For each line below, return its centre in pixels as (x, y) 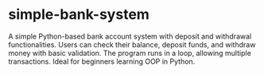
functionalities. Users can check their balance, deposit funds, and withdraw (132, 44)
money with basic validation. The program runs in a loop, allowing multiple (130, 53)
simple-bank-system (79, 15)
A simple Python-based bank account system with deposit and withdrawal (130, 36)
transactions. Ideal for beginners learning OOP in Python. (102, 61)
